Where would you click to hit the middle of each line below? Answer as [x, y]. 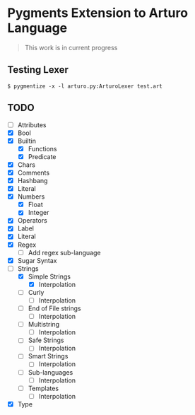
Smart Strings [48, 356]
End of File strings [54, 308]
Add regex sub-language [64, 252]
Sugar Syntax [37, 260]
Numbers [31, 197]
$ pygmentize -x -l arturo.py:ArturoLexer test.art [85, 86]
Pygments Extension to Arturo [98, 13]
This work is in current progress [71, 47]
